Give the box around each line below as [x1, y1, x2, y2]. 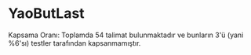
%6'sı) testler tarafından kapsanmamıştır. [8, 38, 141, 47]
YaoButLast [8, 5, 85, 22]
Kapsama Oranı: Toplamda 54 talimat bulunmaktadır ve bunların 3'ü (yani [8, 30, 244, 40]
